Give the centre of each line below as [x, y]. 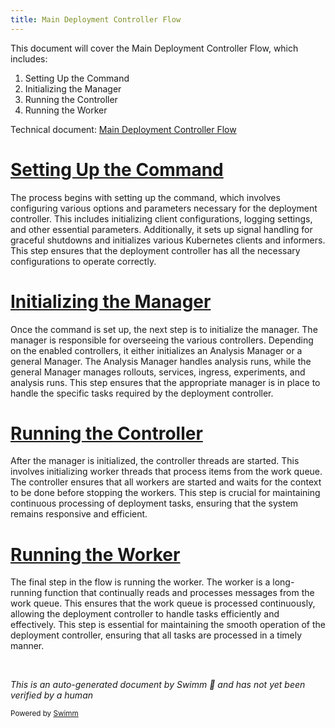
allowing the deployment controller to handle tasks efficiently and [145, 614]
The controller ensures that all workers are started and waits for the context [166, 482]
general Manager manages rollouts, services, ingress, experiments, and [158, 372]
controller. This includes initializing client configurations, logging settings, [161, 218]
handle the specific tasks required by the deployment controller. [142, 393]
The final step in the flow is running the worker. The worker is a [140, 582]
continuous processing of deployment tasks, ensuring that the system [154, 503]
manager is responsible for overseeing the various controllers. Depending [162, 340]
